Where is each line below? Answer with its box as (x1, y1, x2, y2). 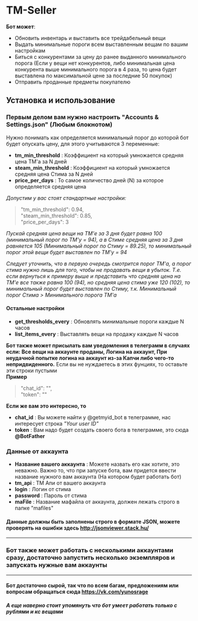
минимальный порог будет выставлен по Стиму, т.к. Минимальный (6, 285, 177, 292)
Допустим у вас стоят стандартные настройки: (6, 194, 127, 201)
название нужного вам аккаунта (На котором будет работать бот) (14, 473, 181, 481)
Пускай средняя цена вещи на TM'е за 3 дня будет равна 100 (6, 229, 163, 236)
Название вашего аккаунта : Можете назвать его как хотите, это (14, 461, 180, 468)
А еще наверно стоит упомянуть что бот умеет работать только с (6, 602, 177, 609)
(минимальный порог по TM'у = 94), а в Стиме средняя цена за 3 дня (6, 236, 183, 243)
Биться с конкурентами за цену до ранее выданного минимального (14, 53, 187, 60)
